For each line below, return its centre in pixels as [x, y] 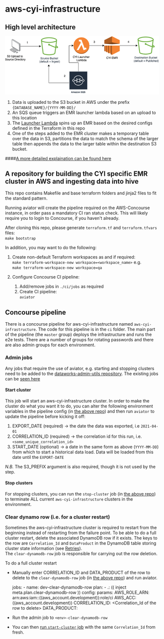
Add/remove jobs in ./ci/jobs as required [61, 286]
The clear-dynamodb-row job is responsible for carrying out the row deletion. [81, 554]
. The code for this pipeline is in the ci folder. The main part [95, 330]
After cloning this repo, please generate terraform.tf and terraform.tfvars [81, 228]
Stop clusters [19, 483]
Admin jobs [19, 357]
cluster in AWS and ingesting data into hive [72, 181]
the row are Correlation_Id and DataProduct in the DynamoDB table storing [81, 543]
